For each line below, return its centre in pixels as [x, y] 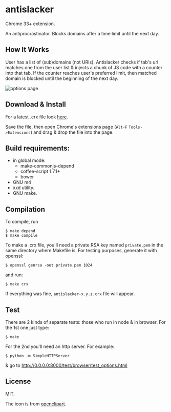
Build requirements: [38, 148]
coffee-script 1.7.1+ [40, 171]
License [18, 382]
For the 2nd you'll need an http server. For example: [60, 346]
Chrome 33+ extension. [30, 24]
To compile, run [22, 222]
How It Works [27, 50]
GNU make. [25, 193]
